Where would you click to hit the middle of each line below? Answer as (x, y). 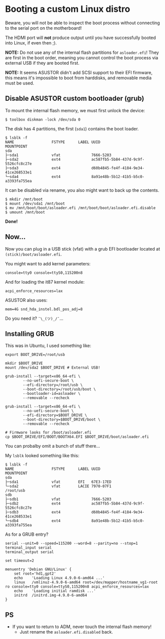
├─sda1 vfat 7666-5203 (58, 155)
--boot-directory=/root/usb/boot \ (60, 389)
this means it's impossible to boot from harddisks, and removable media (78, 78)
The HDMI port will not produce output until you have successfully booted (81, 38)
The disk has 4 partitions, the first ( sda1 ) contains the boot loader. (72, 128)
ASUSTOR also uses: (26, 300)
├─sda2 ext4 (33, 159)
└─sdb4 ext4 (33, 521)
